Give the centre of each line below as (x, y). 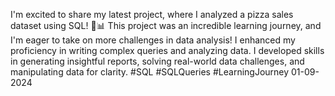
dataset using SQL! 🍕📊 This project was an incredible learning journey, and (166, 25)
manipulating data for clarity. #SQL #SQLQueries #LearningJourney (150, 72)
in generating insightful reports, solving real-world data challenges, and (157, 61)
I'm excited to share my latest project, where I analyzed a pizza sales (152, 14)
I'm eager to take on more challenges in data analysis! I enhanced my (153, 40)
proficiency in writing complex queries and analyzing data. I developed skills (167, 50)
